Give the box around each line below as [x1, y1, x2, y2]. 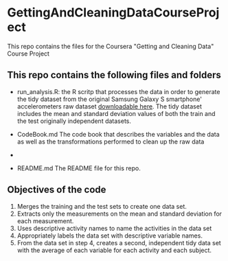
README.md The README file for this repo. [16, 163, 141, 172]
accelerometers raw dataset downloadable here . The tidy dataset [16, 102, 203, 111]
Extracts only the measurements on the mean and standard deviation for [16, 209, 222, 218]
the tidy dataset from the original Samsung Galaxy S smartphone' [16, 95, 203, 103]
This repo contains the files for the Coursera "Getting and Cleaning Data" [7, 42, 214, 50]
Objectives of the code [7, 184, 106, 196]
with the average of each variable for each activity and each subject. [16, 246, 212, 254]
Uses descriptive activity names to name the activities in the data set [16, 224, 212, 232]
